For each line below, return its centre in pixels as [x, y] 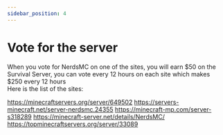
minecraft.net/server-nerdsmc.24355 [60, 109]
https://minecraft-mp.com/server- [163, 109]
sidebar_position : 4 [37, 13]
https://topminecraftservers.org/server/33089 [73, 124]
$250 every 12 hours [37, 81]
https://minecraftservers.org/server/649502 [70, 102]
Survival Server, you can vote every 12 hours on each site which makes [109, 74]
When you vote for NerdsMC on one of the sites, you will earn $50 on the [111, 67]
